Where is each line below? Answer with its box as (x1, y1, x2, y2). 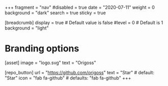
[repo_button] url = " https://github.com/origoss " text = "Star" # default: (5, 69, 155, 75)
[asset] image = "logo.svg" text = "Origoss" (5, 60, 96, 66)
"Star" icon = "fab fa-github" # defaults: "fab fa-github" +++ (5, 75, 131, 81)
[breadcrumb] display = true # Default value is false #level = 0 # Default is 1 (5, 20, 163, 25)
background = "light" (5, 25, 49, 31)
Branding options (5, 43, 79, 54)
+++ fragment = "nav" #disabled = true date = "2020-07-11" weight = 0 (5, 5, 155, 10)
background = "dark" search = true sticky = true (5, 10, 106, 16)
